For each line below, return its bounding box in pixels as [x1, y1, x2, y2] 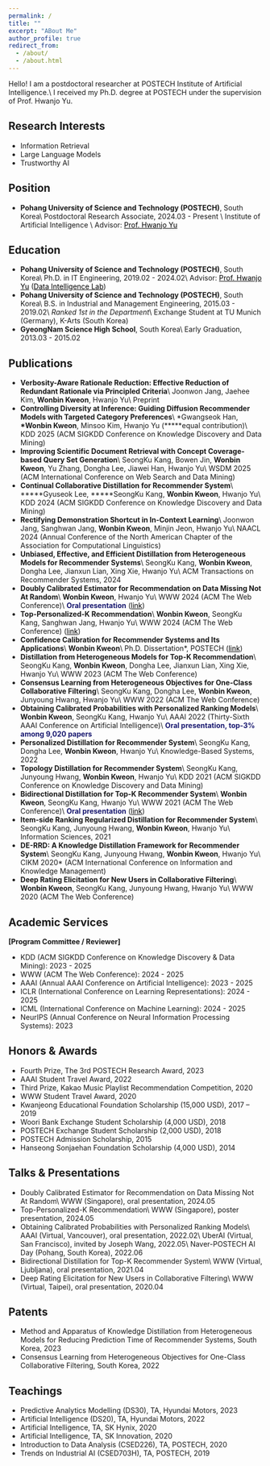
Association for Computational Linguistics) [19, 541, 161, 551]
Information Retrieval [19, 140, 90, 150]
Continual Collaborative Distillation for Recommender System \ [19, 481, 234, 490]
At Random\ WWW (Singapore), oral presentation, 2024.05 [19, 1196, 216, 1206]
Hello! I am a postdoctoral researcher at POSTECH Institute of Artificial [8, 78, 243, 89]
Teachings [8, 1384, 63, 1397]
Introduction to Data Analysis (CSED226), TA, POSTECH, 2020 [19, 1440, 228, 1450]
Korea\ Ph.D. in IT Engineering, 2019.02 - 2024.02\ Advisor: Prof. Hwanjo [19, 273, 262, 283]
